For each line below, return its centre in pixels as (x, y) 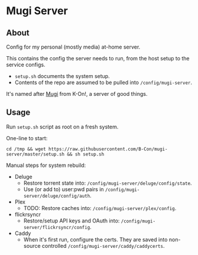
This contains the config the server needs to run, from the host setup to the (98, 58)
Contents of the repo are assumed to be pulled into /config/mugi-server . (103, 82)
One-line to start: (27, 138)
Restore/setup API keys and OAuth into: (72, 221)
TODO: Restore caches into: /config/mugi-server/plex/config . (100, 208)
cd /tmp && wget (26, 149)
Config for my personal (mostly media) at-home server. (73, 47)
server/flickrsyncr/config (57, 227)
